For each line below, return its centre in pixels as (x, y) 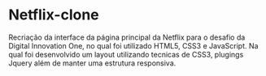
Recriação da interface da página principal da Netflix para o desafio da (127, 37)
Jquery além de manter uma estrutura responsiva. (92, 63)
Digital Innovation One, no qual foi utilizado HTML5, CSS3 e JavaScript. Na (133, 45)
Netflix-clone (54, 15)
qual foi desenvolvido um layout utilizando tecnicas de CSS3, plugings (126, 54)
